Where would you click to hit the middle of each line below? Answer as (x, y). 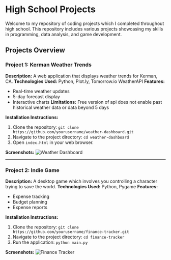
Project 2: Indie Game (32, 170)
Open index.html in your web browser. (53, 142)
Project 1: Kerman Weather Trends (48, 65)
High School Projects (50, 9)
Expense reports (30, 207)
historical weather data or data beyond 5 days (61, 107)
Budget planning (30, 201)
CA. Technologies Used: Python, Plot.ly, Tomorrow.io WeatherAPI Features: (85, 81)
